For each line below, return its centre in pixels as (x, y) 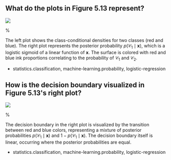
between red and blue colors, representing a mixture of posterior (74, 130)
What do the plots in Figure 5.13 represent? (75, 8)
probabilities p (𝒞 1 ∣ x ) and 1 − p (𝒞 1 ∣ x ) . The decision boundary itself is (79, 136)
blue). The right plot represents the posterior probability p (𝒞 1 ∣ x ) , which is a (85, 46)
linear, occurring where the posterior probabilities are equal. (68, 142)
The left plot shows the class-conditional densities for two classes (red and (84, 40)
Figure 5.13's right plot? (43, 93)
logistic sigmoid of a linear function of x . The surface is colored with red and (86, 52)
